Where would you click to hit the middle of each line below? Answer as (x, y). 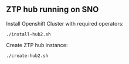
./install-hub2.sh (28, 34)
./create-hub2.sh (27, 56)
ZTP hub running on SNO (52, 10)
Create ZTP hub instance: (37, 45)
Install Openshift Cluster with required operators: (65, 23)
